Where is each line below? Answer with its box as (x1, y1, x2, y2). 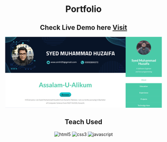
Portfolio (65, 3, 102, 15)
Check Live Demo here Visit (39, 23, 128, 32)
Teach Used (64, 118, 103, 126)
